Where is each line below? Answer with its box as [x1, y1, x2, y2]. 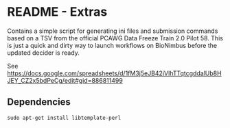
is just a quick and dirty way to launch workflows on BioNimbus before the [7, 41, 218, 49]
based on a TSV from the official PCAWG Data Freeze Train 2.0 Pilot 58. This [7, 34, 223, 42]
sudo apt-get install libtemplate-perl [7, 114, 122, 121]
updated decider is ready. [7, 49, 80, 57]
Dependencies [7, 97, 71, 108]
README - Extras [7, 4, 108, 20]
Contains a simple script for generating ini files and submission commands [7, 27, 218, 35]
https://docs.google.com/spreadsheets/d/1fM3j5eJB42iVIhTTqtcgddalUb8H [7, 69, 222, 77]
